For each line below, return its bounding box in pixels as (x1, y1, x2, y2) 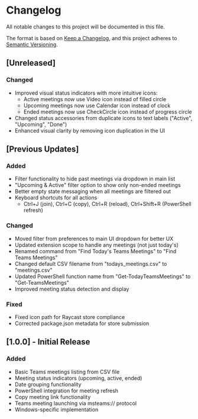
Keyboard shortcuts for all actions (14, 194, 98, 201)
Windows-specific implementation (14, 406, 99, 413)
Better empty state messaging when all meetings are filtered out (14, 188, 171, 195)
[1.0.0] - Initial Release (6, 337, 90, 347)
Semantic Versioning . (6, 41, 58, 48)
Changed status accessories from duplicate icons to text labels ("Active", (14, 114, 193, 121)
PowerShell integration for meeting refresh (14, 387, 119, 394)
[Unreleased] (6, 58, 56, 68)
